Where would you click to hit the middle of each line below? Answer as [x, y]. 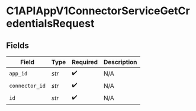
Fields [18, 45]
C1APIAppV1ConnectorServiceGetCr [98, 11]
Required [85, 62]
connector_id [28, 85]
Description [120, 62]
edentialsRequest [50, 23]
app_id [18, 73]
